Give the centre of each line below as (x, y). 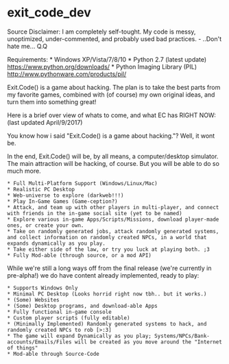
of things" (23, 348)
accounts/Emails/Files (39, 342)
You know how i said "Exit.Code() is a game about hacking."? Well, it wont (111, 136)
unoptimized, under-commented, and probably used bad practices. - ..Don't (114, 38)
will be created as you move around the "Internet (148, 342)
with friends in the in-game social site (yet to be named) (95, 213)
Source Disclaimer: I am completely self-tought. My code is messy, (101, 32)
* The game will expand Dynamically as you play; (80, 336)
